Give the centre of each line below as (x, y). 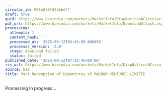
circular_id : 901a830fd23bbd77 (38, 10)
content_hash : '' (28, 38)
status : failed (25, 56)
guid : (11, 19)
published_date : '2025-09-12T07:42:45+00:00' (53, 60)
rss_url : (14, 65)
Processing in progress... (31, 88)
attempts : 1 (22, 33)
